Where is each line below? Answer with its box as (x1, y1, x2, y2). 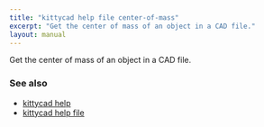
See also (9, 77, 48, 90)
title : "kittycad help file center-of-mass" (9, 13, 179, 23)
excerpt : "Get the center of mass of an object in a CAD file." (9, 22, 256, 31)
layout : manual (9, 30, 67, 39)
